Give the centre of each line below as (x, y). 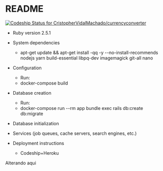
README (24, 9)
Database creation (32, 93)
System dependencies (36, 42)
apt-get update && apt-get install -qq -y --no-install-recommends (89, 52)
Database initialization (36, 123)
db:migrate (32, 113)
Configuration (27, 68)
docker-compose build (44, 83)
